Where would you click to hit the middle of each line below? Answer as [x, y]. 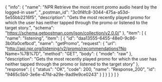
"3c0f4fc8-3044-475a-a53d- [100, 12]
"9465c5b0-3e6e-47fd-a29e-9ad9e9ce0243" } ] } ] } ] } [62, 74]
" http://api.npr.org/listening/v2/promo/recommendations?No [66, 49]
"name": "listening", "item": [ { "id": [40, 38]
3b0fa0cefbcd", [21, 43]
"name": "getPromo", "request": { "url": [77, 43]
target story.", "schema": [30, 28]
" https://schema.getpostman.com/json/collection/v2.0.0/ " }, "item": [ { [76, 33]
